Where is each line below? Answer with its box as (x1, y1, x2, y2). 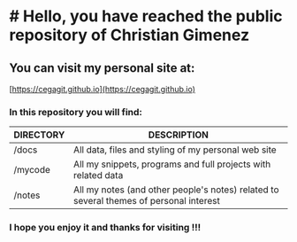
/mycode (13, 164, 51, 176)
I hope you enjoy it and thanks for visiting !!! (9, 222, 202, 234)
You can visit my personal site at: (9, 60, 195, 75)
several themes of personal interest (73, 195, 221, 207)
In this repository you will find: (9, 105, 143, 118)
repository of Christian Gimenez (9, 25, 250, 45)
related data (73, 169, 124, 182)
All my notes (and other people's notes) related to (73, 183, 279, 196)
